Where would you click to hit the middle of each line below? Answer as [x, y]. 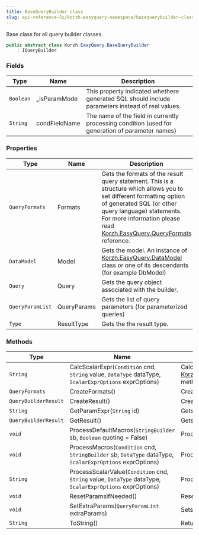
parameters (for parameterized [145, 307]
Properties [22, 148]
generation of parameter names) [131, 130]
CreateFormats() [93, 392]
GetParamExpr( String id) [105, 411]
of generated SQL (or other [139, 203]
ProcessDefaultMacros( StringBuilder [122, 430]
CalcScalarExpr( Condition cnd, [113, 367]
